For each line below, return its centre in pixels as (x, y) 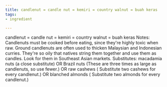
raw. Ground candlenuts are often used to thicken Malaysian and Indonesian (83, 48)
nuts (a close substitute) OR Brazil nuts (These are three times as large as (81, 64)
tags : (11, 14)
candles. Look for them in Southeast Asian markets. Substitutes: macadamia (84, 59)
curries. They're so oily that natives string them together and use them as (81, 53)
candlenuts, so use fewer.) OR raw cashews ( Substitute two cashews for (80, 69)
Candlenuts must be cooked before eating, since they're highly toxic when (82, 43)
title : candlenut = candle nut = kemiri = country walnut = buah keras (81, 10)
